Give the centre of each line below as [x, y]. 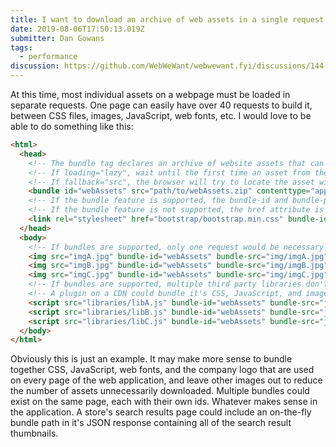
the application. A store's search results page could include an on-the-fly [161, 412]
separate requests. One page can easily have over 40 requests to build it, [161, 105]
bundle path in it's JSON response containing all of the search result [151, 423]
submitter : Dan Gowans [57, 38]
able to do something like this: [72, 126]
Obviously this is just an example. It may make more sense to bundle [151, 359]
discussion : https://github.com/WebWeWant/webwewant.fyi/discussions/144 [167, 66]
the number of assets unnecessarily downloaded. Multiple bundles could [160, 391]
